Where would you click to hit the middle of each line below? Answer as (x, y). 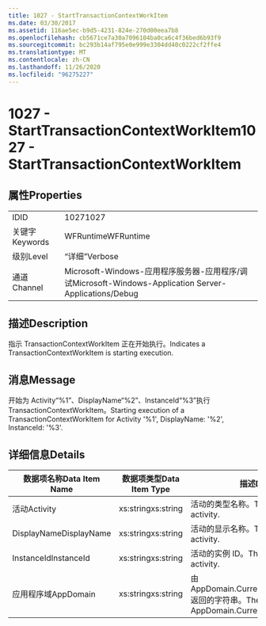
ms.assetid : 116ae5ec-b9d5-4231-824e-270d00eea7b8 (93, 30)
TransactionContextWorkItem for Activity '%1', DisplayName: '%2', (116, 419)
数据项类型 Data (151, 479)
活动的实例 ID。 (219, 554)
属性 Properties (45, 195)
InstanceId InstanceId (51, 558)
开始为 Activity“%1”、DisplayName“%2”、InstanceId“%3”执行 (109, 400)
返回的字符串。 (218, 601)
